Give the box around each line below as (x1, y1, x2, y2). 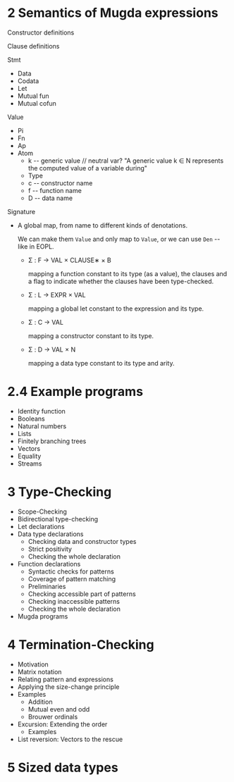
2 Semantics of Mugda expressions (7, 5, 218, 21)
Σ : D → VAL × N (27, 345, 76, 354)
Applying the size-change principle (17, 682, 120, 691)
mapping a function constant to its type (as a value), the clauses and (27, 269, 228, 278)
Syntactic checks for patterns (27, 567, 114, 576)
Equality (17, 452, 42, 460)
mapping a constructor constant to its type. (27, 331, 154, 340)
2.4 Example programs (7, 384, 143, 399)
